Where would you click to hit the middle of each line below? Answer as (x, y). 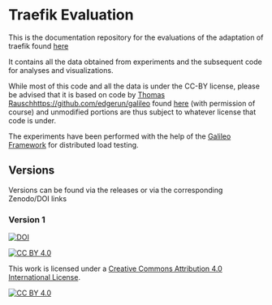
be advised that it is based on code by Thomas (86, 94)
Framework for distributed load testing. (74, 144)
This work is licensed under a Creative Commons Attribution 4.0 (116, 268)
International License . (45, 277)
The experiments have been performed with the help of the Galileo (120, 136)
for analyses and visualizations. (61, 70)
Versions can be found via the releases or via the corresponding (116, 190)
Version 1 (27, 219)
